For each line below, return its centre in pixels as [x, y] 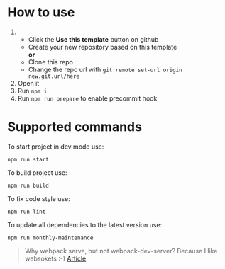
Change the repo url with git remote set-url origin [105, 69]
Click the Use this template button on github [93, 39]
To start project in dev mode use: [56, 147]
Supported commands [75, 127]
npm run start [28, 159]
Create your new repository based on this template [103, 47]
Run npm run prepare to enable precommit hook [87, 98]
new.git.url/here [54, 76]
